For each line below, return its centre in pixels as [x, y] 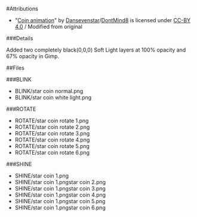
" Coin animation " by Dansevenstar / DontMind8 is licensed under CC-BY [103, 20]
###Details [20, 38]
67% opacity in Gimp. [33, 56]
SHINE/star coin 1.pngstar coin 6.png [60, 207]
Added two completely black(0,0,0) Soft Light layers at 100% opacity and [96, 50]
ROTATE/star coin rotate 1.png [52, 120]
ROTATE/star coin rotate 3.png [52, 133]
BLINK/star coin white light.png [53, 97]
